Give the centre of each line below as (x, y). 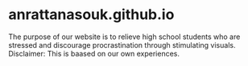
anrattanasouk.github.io (91, 15)
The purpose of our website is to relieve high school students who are (124, 37)
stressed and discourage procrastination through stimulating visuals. (122, 45)
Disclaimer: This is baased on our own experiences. (94, 53)
